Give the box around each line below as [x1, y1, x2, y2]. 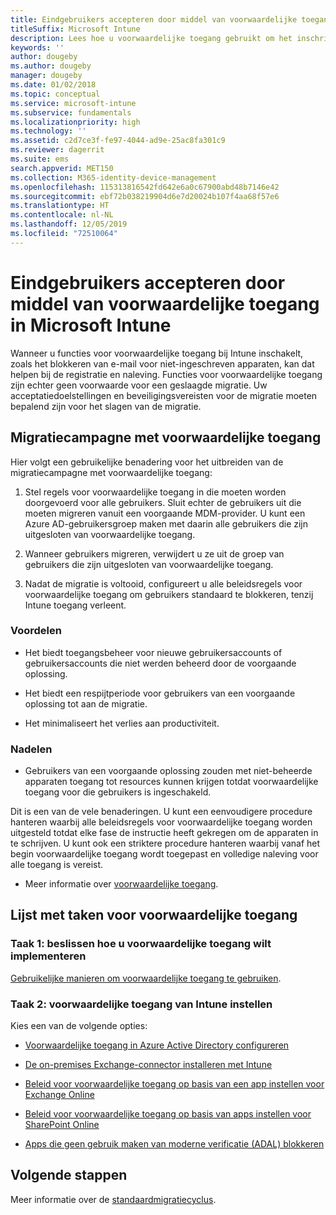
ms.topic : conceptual [10, 89, 101, 99]
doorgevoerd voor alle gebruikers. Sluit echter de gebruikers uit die [24, 496, 302, 508]
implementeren [10, 949, 87, 963]
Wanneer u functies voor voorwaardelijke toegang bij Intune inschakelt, [10, 347, 304, 359]
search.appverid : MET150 [10, 163, 114, 173]
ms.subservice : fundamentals [10, 107, 132, 118]
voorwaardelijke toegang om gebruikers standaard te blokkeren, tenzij [24, 588, 314, 600]
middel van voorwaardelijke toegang [10, 292, 320, 315]
